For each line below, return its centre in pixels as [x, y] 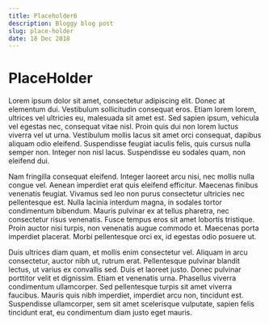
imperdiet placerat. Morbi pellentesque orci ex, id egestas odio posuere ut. [132, 237]
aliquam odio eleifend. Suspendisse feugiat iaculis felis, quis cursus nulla [130, 144]
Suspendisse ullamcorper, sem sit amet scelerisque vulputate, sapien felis [131, 304]
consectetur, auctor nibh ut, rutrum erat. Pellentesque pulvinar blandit [124, 261]
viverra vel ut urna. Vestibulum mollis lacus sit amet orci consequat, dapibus [135, 135]
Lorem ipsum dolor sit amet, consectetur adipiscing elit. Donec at [117, 101]
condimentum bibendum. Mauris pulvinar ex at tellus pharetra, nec [119, 211]
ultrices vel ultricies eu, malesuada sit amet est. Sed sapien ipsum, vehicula [134, 118]
